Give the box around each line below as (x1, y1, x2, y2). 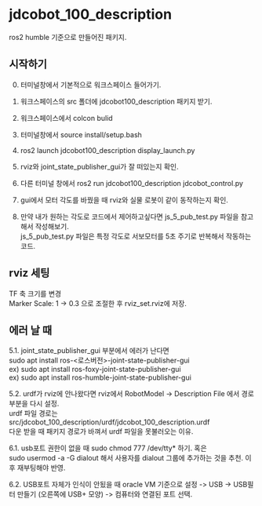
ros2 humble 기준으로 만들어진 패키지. (9, 32, 127, 42)
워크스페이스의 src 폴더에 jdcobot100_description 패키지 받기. (20, 96, 213, 106)
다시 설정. (29, 399, 60, 409)
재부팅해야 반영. (16, 463, 66, 472)
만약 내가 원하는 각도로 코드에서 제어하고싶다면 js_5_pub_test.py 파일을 (20, 212, 239, 221)
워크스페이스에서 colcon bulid (20, 113, 113, 122)
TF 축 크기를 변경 (9, 289, 62, 298)
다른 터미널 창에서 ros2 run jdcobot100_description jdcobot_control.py (20, 178, 244, 187)
